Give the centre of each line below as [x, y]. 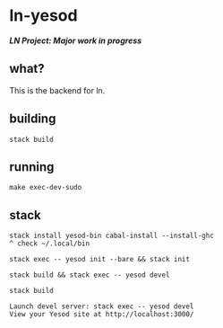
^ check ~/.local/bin [50, 244]
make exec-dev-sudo [46, 188]
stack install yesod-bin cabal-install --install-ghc [112, 236]
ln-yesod [43, 16]
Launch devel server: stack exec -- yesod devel [102, 306]
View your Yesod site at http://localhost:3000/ [102, 315]
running [32, 167]
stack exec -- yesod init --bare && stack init [100, 260]
